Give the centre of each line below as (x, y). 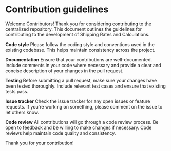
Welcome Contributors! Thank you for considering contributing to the (78, 24)
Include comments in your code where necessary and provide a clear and (83, 65)
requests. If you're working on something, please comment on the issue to (84, 106)
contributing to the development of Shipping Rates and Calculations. (78, 34)
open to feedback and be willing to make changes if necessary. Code (79, 127)
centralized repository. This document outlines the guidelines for (74, 29)
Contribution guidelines (57, 9)
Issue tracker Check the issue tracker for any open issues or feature (78, 101)
